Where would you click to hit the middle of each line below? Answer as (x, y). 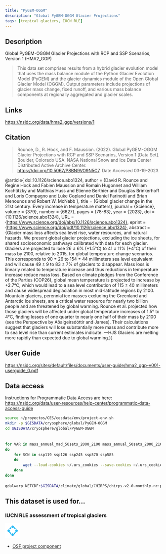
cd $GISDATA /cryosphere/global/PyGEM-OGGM (49, 429)
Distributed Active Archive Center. (52, 165)
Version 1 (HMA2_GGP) (28, 59)
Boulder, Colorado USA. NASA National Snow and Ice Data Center (84, 160)
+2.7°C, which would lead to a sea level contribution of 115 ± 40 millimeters (82, 285)
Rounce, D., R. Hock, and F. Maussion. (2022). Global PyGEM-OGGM (87, 149)
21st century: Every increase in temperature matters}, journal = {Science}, (80, 206)
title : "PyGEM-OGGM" (26, 10)
